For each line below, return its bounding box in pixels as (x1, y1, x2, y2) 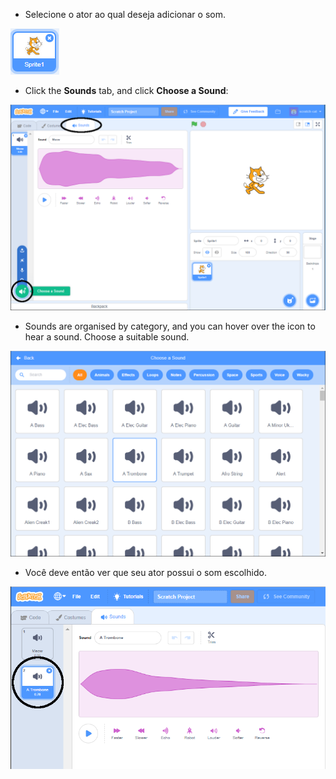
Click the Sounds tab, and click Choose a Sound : (24, 85, 229, 96)
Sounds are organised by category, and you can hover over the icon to (24, 320, 316, 332)
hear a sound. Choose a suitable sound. (24, 330, 190, 343)
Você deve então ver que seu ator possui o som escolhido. (24, 567, 267, 579)
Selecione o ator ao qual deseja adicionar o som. (24, 9, 226, 20)
